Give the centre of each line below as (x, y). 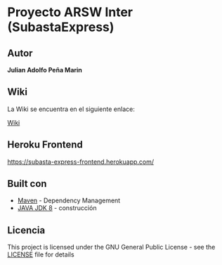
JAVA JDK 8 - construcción (57, 208)
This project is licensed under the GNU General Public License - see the (111, 247)
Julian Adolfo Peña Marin (45, 70)
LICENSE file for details (41, 254)
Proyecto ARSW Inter (70, 12)
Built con (27, 184)
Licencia (26, 230)
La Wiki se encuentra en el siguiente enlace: (71, 109)
